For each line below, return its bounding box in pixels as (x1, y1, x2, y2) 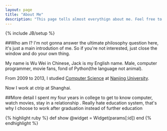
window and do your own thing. (5, 50, 70, 56)
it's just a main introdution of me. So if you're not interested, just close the (5, 45, 157, 51)
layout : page (5, 7, 32, 12)
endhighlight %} (5, 120, 38, 126)
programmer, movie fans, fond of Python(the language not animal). (5, 65, 143, 71)
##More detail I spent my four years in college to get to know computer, (5, 94, 153, 100)
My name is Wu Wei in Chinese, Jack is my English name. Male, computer (5, 60, 157, 66)
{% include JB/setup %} (5, 30, 55, 36)
